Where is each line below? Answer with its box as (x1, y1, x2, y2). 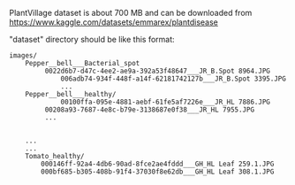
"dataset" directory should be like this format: (9, 35, 175, 44)
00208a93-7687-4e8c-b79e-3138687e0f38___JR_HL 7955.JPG (44, 105, 254, 114)
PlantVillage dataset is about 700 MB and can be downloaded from (9, 8, 253, 18)
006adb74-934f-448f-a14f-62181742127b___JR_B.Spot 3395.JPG (60, 74, 287, 83)
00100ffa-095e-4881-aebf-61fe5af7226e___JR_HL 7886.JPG (60, 97, 271, 106)
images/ (9, 51, 38, 60)
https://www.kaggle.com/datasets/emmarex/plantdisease (9, 17, 218, 27)
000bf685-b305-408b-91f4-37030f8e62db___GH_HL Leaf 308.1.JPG (41, 167, 275, 176)
